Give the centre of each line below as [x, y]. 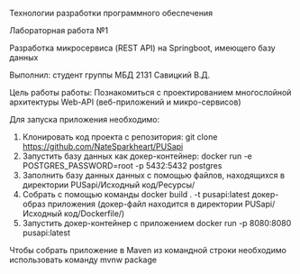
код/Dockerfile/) [95, 214]
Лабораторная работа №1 [59, 30]
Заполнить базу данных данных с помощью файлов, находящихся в [154, 175]
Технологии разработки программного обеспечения [111, 13]
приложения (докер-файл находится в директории [145, 204]
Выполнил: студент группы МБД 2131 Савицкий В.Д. [110, 75]
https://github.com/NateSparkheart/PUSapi [103, 146]
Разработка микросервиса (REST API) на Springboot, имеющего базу [143, 48]
